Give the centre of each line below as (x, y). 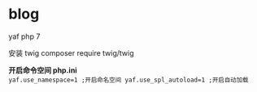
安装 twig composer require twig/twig (71, 52)
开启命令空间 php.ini (43, 70)
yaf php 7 (24, 36)
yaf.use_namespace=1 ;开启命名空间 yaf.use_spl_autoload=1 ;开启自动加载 (128, 80)
